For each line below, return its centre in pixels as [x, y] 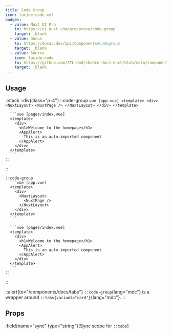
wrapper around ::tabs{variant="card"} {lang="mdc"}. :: [65, 297]
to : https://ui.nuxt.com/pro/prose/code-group [65, 29]
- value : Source [27, 53]
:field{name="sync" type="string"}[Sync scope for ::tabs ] [67, 326]
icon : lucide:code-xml [29, 15]
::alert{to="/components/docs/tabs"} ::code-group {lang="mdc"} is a [78, 292]
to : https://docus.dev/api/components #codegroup [67, 44]
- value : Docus [26, 39]
